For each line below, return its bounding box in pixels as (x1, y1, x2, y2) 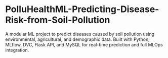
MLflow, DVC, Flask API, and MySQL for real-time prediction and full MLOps (5, 41, 163, 47)
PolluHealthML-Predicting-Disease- (5, 4, 159, 15)
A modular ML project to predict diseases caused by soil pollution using (5, 31, 155, 37)
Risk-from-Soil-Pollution (5, 14, 110, 26)
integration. (5, 47, 29, 53)
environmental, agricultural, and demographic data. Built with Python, (5, 36, 150, 42)
